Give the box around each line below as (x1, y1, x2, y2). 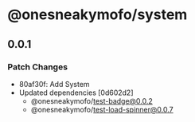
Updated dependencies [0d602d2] (18, 88, 134, 97)
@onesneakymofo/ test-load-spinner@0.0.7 (30, 104, 174, 114)
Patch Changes (7, 61, 68, 73)
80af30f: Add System (18, 79, 90, 89)
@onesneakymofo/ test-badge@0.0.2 (30, 96, 153, 105)
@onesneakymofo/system (7, 6, 188, 24)
